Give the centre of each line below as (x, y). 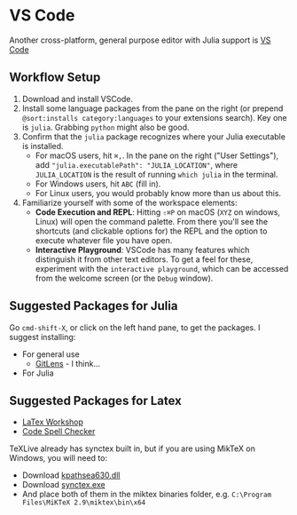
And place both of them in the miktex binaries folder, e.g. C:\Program (147, 495)
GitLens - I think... (68, 363)
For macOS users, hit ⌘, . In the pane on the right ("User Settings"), (157, 155)
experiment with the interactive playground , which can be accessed (162, 268)
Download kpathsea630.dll (71, 475)
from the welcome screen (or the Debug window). (124, 278)
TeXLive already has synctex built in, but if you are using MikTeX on (132, 448)
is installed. (43, 146)
